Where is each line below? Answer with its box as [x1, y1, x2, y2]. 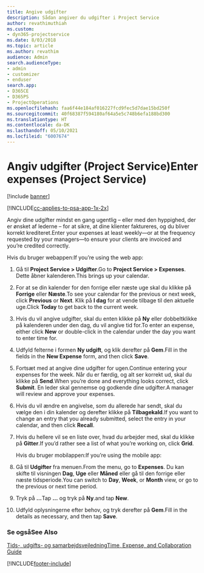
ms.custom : [7, 26, 35, 32]
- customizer [7, 71, 40, 77]
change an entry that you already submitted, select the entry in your [15, 415, 186, 422]
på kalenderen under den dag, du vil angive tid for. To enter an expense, [15, 321, 195, 328]
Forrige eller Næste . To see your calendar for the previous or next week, [15, 290, 196, 297]
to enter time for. [15, 334, 58, 341]
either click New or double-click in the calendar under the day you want [15, 328, 196, 335]
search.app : [7, 83, 37, 89]
